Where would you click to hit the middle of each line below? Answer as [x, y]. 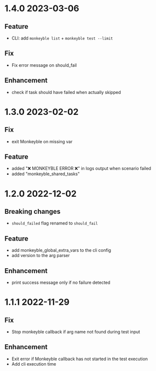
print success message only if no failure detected [61, 282]
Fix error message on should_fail [44, 65]
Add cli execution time [34, 364]
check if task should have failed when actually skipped [66, 92]
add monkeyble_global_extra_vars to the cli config [61, 250]
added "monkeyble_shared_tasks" [46, 174]
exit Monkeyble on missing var [42, 141]
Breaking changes [33, 212]
